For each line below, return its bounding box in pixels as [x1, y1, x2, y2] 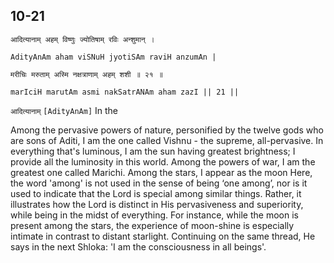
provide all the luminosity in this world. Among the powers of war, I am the [10, 155, 316, 168]
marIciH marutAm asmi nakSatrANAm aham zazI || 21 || [10, 87, 240, 97]
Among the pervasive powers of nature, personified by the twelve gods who [10, 124, 324, 136]
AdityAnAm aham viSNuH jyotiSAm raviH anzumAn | [10, 52, 217, 62]
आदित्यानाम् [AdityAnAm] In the [10, 104, 118, 116]
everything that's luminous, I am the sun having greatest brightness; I [10, 145, 296, 157]
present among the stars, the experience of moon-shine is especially [10, 219, 295, 231]
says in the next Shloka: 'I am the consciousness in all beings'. [10, 240, 267, 253]
